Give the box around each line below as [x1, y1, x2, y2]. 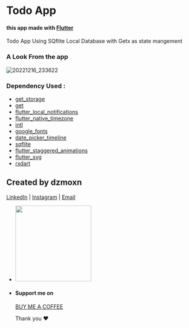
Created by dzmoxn [6, 177, 82, 188]
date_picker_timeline [15, 134, 67, 141]
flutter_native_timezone [15, 115, 74, 122]
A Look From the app [6, 53, 68, 61]
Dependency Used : [6, 81, 65, 90]
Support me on [15, 289, 54, 297]
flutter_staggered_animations [15, 147, 88, 154]
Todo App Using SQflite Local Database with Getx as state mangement [6, 38, 183, 45]
